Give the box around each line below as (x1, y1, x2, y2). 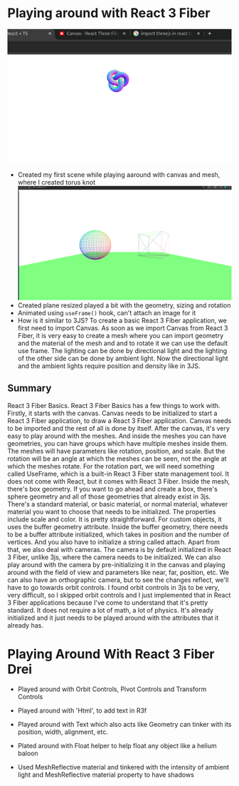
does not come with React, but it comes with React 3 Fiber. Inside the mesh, (7, 476, 230, 486)
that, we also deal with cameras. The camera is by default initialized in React (7, 545, 231, 553)
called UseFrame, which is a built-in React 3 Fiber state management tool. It (7, 469, 230, 478)
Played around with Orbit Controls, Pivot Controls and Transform (17, 685, 207, 693)
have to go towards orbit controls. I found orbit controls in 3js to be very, (7, 583, 220, 591)
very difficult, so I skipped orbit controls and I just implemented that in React (7, 591, 231, 599)
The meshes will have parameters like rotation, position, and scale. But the (7, 446, 225, 455)
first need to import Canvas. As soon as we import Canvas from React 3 (17, 324, 228, 332)
